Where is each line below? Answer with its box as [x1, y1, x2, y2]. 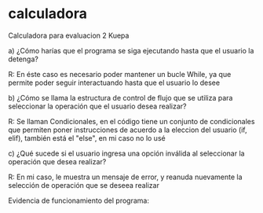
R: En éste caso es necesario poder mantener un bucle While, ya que [8, 69, 232, 79]
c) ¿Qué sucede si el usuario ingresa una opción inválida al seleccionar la [8, 149, 245, 158]
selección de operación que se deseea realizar [8, 180, 159, 189]
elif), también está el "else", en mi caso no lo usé [8, 133, 166, 142]
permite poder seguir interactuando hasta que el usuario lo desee [8, 78, 221, 87]
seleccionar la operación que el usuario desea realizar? [8, 101, 187, 111]
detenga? [8, 54, 39, 64]
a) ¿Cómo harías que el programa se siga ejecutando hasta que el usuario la [8, 46, 254, 55]
